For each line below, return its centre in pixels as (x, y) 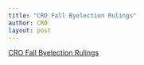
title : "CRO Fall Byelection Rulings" (72, 15)
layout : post (30, 30)
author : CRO (28, 23)
